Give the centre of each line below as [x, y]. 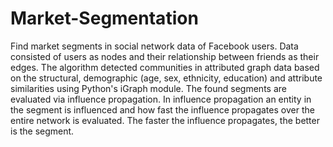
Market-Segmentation [104, 18]
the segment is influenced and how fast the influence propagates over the [162, 109]
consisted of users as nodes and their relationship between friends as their [165, 56]
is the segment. [42, 131]
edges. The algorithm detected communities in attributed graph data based [165, 67]
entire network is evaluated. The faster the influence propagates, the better [165, 120]
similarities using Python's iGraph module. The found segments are [148, 88]
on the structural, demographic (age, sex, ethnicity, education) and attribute [166, 78]
